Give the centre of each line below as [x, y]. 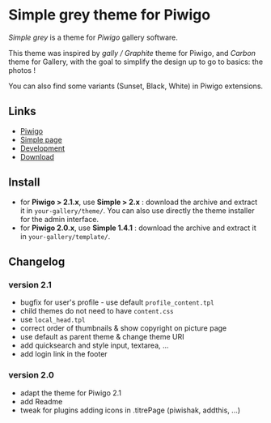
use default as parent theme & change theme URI [102, 337]
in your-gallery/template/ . [65, 236]
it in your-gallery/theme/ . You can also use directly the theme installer [137, 210]
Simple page [41, 139]
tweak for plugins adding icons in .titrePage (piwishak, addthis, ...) [130, 410]
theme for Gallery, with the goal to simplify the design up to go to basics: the [136, 62]
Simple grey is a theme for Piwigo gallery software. [93, 37]
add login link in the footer [64, 354]
